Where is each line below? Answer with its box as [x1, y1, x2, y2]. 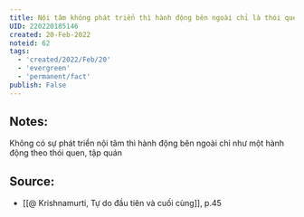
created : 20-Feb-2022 [9, 30, 91, 39]
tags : [9, 47, 30, 56]
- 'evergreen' [17, 64, 71, 73]
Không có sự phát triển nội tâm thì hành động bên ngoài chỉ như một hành [9, 137, 285, 149]
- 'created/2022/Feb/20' [17, 55, 111, 64]
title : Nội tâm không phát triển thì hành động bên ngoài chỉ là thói [9, 13, 281, 23]
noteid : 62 [9, 38, 51, 48]
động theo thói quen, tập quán [9, 147, 122, 158]
